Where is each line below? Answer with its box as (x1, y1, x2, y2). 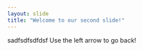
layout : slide (7, 10, 50, 17)
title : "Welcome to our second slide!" (7, 17, 125, 24)
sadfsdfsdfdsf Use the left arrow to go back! (7, 36, 137, 44)
